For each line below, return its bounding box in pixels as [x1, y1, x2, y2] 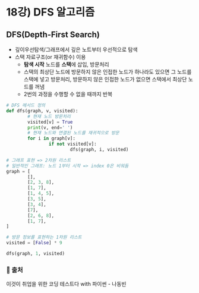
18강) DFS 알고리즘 [6, 5, 95, 19]
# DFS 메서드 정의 [6, 102, 46, 108]
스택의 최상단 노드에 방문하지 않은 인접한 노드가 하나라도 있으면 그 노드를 [23, 68, 192, 75]
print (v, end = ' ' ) [27, 124, 73, 131]
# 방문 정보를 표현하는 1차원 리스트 [6, 234, 82, 241]
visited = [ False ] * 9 [6, 240, 62, 246]
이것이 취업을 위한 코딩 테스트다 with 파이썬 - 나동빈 [6, 281, 127, 288]
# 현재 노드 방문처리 [27, 114, 71, 119]
